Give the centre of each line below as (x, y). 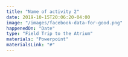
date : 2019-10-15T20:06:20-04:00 (48, 17)
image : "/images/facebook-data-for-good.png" (64, 23)
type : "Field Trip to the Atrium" (50, 34)
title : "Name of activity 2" (43, 12)
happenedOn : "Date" (31, 28)
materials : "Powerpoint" (37, 39)
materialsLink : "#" (31, 45)
